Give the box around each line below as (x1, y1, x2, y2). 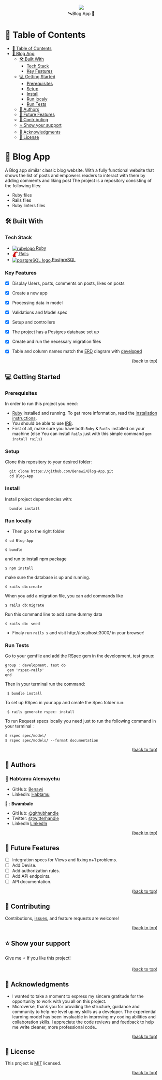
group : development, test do (5, 663, 66, 668)
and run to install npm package (5, 556, 67, 562)
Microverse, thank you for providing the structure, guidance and (12, 1003, 140, 1009)
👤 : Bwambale (5, 801, 33, 806)
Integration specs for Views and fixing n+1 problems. (12, 856, 118, 863)
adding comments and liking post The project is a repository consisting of (5, 177, 152, 183)
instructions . (12, 415, 37, 421)
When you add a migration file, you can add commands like (5, 593, 123, 598)
